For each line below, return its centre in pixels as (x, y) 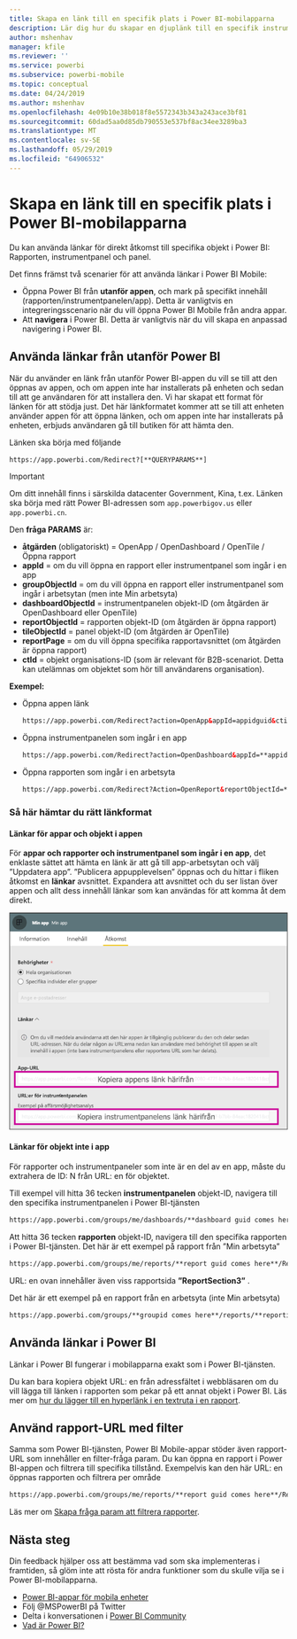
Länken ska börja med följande (65, 442)
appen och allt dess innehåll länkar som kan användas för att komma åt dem (148, 891)
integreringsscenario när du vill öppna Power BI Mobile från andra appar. (154, 309)
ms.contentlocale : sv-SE (55, 140)
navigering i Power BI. (62, 329)
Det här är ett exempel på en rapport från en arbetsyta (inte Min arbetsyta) (145, 1298)
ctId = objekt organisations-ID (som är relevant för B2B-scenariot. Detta (153, 660)
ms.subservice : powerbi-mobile (67, 75)
